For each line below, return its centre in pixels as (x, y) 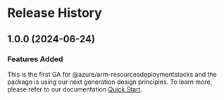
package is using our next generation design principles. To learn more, (110, 82)
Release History (55, 13)
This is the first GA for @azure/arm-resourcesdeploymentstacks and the (112, 74)
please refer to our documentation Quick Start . (75, 89)
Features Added (35, 59)
